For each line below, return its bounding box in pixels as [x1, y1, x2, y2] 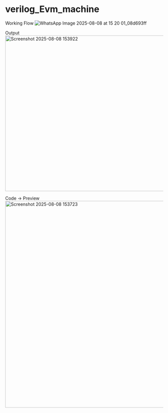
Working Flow [5, 20, 34, 26]
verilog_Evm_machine [5, 4, 99, 15]
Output [5, 30, 20, 36]
